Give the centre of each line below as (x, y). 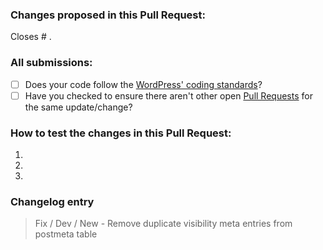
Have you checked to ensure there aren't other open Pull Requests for (168, 95)
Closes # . (31, 37)
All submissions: (51, 63)
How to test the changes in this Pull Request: (121, 133)
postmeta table (66, 234)
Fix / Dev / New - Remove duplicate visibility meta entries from (163, 224)
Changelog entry (52, 201)
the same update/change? (78, 107)
